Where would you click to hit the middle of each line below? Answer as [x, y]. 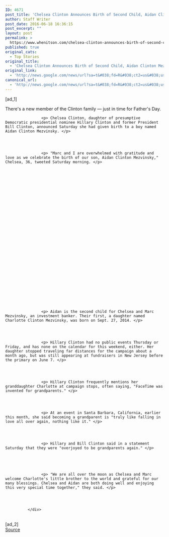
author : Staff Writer [28, 19]
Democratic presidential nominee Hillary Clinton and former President [82, 122]
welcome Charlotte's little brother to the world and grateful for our [82, 479]
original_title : [22, 61]
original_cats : [21, 52]
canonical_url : [21, 80]
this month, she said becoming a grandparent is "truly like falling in [83, 417]
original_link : [21, 71]
